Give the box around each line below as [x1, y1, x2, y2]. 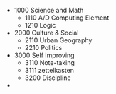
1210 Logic [24, 21, 56, 29]
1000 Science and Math [14, 6, 84, 14]
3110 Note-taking [24, 59, 75, 66]
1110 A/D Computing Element [24, 13, 110, 22]
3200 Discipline [24, 74, 71, 82]
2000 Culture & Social [14, 28, 79, 37]
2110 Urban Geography [24, 36, 93, 45]
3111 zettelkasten [24, 66, 75, 74]
